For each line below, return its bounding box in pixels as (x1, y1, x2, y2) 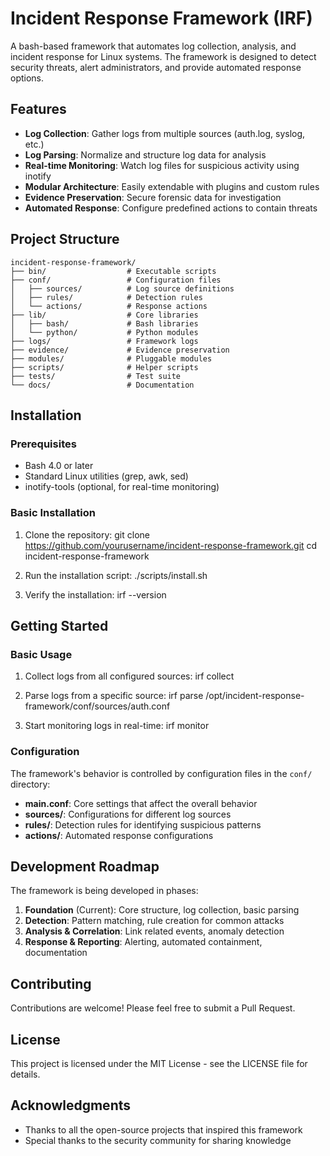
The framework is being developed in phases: (10, 885, 199, 897)
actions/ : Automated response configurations (24, 829, 214, 841)
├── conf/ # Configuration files (10, 275, 222, 285)
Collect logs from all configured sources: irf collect (24, 670, 235, 682)
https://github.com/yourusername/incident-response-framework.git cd (24, 539, 318, 551)
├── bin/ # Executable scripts (10, 266, 217, 276)
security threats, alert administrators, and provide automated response (10, 61, 302, 73)
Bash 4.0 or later (24, 460, 94, 472)
